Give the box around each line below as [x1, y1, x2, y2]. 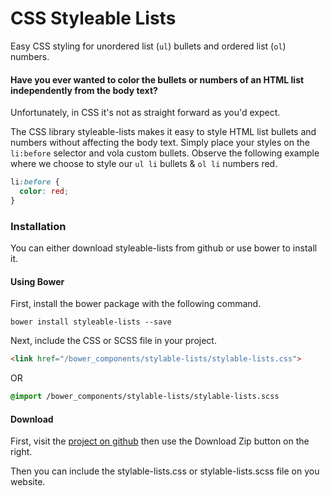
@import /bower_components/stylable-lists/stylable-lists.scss [10, 392, 280, 402]
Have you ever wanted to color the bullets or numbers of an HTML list [10, 73, 305, 86]
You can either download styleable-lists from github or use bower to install [10, 242, 318, 254]
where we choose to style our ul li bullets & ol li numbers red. [10, 158, 278, 170]
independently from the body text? [10, 84, 158, 96]
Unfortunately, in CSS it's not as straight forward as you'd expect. [10, 107, 281, 119]
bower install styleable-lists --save [10, 317, 172, 327]
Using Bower [10, 275, 65, 287]
